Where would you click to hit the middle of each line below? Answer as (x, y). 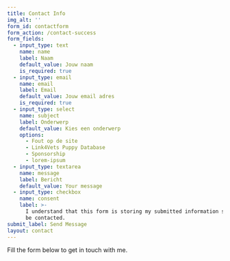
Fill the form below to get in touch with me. (67, 250)
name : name (35, 52)
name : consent (39, 199)
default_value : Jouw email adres (67, 97)
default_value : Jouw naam (56, 65)
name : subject (39, 115)
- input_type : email (42, 77)
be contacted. (46, 218)
